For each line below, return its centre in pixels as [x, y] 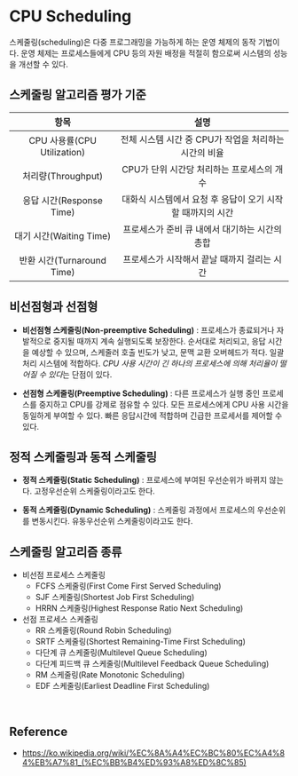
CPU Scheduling [71, 16]
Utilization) [63, 152]
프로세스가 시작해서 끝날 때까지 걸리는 [197, 259]
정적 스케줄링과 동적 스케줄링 [83, 457]
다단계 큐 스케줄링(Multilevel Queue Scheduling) [122, 653]
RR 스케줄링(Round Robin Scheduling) [103, 630]
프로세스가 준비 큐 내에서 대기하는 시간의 [202, 229]
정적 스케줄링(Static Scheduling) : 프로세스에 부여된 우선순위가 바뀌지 [145, 480]
